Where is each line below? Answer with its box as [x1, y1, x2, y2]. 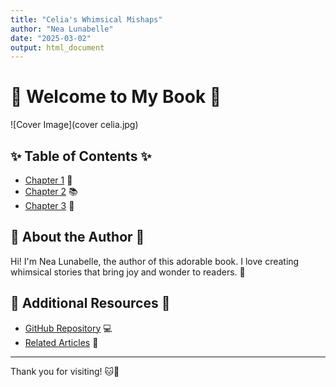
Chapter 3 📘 [24, 200, 75, 211]
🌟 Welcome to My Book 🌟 [10, 86, 222, 108]
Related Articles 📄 [24, 336, 99, 348]
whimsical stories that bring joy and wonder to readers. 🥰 [10, 266, 246, 278]
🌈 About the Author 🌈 [10, 229, 145, 246]
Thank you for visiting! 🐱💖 [10, 365, 120, 377]
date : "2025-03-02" [10, 33, 92, 43]
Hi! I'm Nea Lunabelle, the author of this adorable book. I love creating [10, 255, 300, 267]
